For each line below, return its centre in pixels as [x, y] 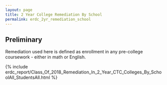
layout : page [19, 10]
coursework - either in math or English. [46, 57]
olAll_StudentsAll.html [28, 77]
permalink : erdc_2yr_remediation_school [48, 19]
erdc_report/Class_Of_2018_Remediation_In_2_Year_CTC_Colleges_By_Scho [83, 72]
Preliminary [24, 39]
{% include [17, 67]
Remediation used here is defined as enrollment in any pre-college [74, 52]
